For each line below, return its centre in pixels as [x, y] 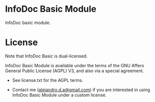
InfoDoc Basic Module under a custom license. [59, 95]
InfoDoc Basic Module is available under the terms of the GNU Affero [75, 65]
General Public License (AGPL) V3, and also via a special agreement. [75, 71]
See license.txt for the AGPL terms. [48, 80]
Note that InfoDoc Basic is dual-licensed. [46, 56]
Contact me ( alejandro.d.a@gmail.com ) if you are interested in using [81, 90]
